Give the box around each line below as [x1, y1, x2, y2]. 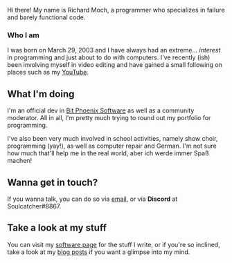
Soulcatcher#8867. [7, 202, 62, 210]
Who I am [7, 30, 39, 40]
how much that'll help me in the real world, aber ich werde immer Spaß [7, 149, 209, 157]
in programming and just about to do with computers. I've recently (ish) [7, 53, 211, 61]
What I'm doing [7, 88, 75, 99]
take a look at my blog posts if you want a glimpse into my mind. [7, 248, 190, 256]
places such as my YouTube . [7, 68, 89, 77]
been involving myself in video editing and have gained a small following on [7, 61, 223, 69]
